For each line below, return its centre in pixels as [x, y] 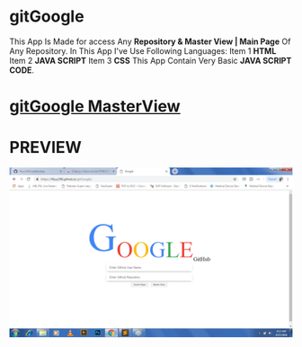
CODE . [22, 70]
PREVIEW [46, 148]
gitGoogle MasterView [95, 107]
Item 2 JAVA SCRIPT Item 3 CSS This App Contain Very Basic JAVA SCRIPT [151, 60]
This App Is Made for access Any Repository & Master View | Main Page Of [150, 41]
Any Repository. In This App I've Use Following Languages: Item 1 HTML [143, 50]
